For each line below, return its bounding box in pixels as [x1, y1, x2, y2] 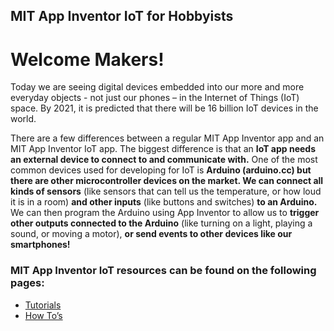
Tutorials [24, 299, 62, 311]
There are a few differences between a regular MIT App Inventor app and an [10, 132, 325, 144]
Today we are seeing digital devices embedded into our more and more [10, 81, 305, 93]
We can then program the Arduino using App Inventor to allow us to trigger [10, 207, 320, 219]
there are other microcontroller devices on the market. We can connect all [10, 175, 324, 187]
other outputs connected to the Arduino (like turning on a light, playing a [10, 217, 313, 229]
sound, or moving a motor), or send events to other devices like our [10, 228, 293, 240]
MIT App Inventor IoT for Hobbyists [10, 8, 234, 25]
